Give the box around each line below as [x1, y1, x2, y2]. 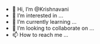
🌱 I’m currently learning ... [12, 18, 77, 25]
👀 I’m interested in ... [12, 12, 64, 19]
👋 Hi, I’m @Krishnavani [12, 6, 69, 12]
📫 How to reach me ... [12, 32, 68, 38]
